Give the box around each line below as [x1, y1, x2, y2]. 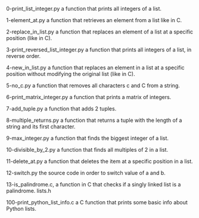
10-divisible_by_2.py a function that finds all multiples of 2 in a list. [6, 146, 169, 153]
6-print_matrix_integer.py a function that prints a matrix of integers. [6, 94, 172, 100]
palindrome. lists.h [6, 188, 52, 194]
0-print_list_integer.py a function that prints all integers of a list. [6, 5, 162, 12]
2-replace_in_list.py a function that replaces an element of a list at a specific [6, 28, 194, 35]
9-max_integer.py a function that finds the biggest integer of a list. [6, 134, 169, 142]
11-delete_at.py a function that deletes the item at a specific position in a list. [6, 158, 194, 165]
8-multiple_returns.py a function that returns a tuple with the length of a [6, 116, 182, 124]
